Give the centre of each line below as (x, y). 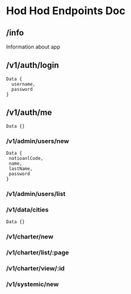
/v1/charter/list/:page (37, 252)
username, (23, 84)
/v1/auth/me (29, 112)
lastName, (21, 169)
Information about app (33, 47)
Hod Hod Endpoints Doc (66, 11)
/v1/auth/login (32, 65)
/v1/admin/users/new (38, 141)
